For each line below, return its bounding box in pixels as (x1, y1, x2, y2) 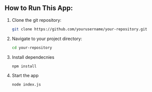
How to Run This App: (4, 4, 73, 12)
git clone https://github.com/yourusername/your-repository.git (11, 27, 148, 32)
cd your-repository (11, 45, 52, 50)
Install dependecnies (11, 54, 55, 60)
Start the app (11, 73, 39, 79)
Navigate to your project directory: (11, 36, 82, 42)
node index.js (11, 82, 41, 87)
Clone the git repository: (11, 17, 61, 23)
